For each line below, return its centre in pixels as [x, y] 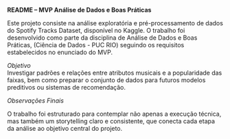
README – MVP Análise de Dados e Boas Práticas [79, 10]
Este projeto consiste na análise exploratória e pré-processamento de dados [115, 23]
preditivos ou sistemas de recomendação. [66, 87]
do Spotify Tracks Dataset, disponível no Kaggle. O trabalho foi [96, 30]
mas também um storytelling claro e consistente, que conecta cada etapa [111, 121]
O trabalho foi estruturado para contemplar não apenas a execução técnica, [114, 114]
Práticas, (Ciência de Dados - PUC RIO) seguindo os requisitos [96, 45]
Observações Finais [35, 101]
